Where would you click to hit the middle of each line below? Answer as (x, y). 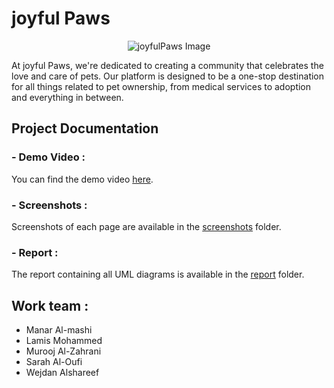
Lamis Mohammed (64, 341)
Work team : (50, 305)
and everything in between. (67, 97)
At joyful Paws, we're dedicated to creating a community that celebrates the (167, 65)
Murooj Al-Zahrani (63, 351)
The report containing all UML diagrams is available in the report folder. (158, 274)
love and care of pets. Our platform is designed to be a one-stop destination (168, 76)
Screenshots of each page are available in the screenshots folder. (146, 226)
